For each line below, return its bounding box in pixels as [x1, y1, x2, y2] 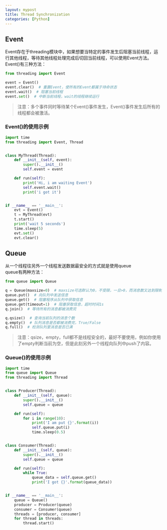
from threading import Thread [5, 375, 68, 380]
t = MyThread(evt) [14, 212, 52, 217]
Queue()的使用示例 [5, 354, 51, 361]
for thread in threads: [14, 516, 64, 521]
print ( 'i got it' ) [23, 189, 61, 194]
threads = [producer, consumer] [14, 512, 81, 517]
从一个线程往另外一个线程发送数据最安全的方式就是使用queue [5, 263, 132, 269]
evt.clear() [14, 235, 39, 240]
